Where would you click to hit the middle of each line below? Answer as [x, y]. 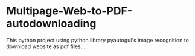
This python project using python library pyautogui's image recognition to [97, 40]
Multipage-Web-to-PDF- [69, 11]
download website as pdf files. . [46, 46]
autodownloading [51, 24]
